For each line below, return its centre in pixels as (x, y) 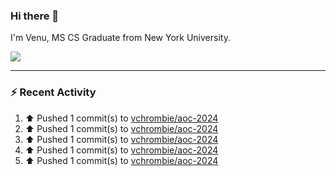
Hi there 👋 (35, 16)
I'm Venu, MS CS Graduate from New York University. (120, 38)
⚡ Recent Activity (53, 92)
